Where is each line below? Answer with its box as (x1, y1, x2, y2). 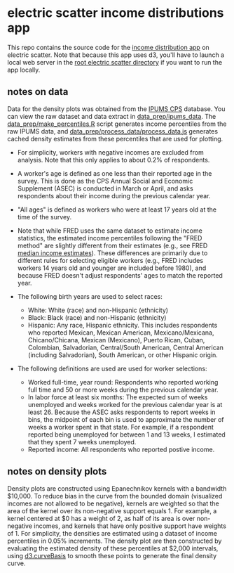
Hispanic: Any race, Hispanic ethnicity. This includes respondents (27, 321, 218, 329)
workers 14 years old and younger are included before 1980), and (17, 264, 207, 272)
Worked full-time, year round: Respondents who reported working (27, 378, 219, 386)
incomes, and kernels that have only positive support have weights (34, 522, 226, 530)
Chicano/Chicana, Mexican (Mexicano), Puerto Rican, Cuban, (27, 335, 205, 344)
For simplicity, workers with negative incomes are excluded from (17, 148, 205, 156)
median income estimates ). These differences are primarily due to (17, 248, 208, 257)
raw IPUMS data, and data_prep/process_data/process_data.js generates (7, 127, 219, 135)
